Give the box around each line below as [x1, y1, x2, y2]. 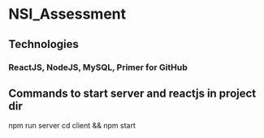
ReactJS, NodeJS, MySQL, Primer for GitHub [8, 62, 188, 73]
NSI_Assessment [8, 5, 127, 24]
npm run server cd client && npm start [8, 121, 136, 131]
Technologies [8, 37, 80, 51]
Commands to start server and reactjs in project [8, 86, 257, 100]
